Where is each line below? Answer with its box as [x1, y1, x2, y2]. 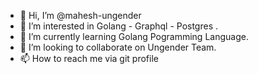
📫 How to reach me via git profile [19, 53, 159, 64]
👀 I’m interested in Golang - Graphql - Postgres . [19, 20, 219, 32]
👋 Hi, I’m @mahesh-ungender [19, 10, 142, 21]
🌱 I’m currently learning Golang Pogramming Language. [19, 31, 249, 42]
